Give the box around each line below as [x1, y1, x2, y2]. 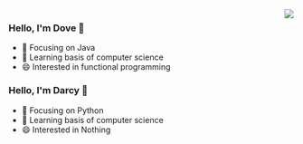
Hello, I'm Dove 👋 [8, 22, 85, 34]
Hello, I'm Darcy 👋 [8, 84, 89, 97]
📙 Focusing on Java [21, 43, 96, 53]
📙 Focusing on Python [21, 104, 105, 116]
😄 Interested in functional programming [21, 62, 171, 72]
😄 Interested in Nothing [21, 124, 111, 135]
